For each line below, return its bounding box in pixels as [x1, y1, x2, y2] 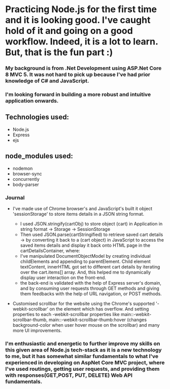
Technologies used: [5, 113, 70, 122]
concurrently [12, 176, 40, 182]
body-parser [12, 181, 39, 187]
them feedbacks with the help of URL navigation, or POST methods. [20, 290, 162, 297]
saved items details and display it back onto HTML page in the [20, 242, 151, 248]
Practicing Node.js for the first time [5, 4, 157, 15]
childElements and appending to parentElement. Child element [20, 258, 151, 264]
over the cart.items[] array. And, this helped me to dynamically [20, 269, 151, 275]
